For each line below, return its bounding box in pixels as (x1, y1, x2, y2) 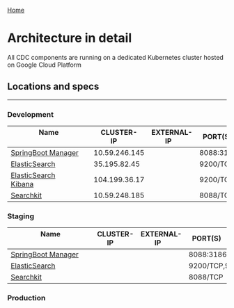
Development (7, 109, 54, 119)
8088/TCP (188, 273, 224, 282)
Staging (7, 211, 35, 221)
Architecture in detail (7, 31, 132, 46)
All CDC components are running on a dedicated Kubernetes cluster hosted (7, 53, 224, 61)
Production (7, 293, 46, 303)
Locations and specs (7, 81, 100, 92)
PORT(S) (192, 234, 221, 243)
